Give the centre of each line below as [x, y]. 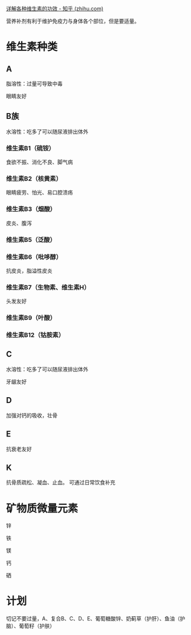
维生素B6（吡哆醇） [34, 257]
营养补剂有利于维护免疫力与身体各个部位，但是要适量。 [73, 21]
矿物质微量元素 [42, 508]
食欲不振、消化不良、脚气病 [40, 162]
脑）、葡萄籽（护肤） [30, 626]
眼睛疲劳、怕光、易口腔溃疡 [40, 193]
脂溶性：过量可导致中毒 [34, 83]
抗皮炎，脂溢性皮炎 [29, 271]
